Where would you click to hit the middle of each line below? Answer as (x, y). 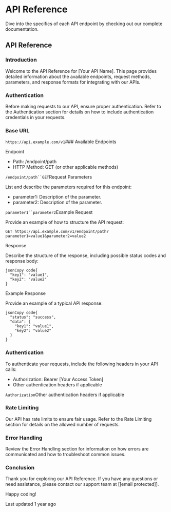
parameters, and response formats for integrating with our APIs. (73, 82)
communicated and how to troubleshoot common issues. (65, 455)
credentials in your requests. (35, 117)
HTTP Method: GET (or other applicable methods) (65, 167)
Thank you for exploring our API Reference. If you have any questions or (82, 479)
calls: (11, 369)
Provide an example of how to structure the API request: (65, 222)
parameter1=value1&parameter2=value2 (46, 236)
